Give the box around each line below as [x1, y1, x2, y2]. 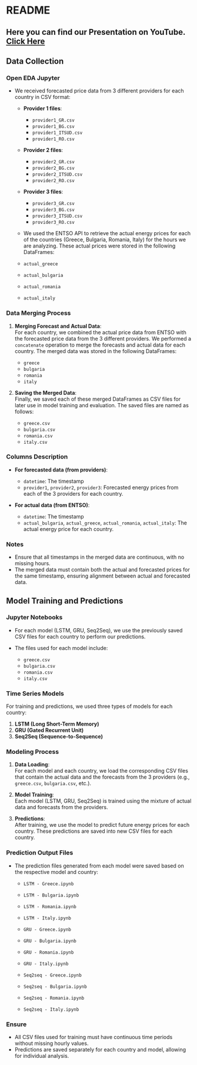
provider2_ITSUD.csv [32, 172, 83, 177]
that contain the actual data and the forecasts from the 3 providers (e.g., [14, 773, 190, 781]
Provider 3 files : [23, 188, 64, 195]
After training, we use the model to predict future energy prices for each [14, 822, 190, 829]
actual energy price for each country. [23, 525, 114, 532]
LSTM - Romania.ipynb [23, 904, 76, 909]
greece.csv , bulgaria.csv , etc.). [14, 780, 92, 787]
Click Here [6, 36, 45, 46]
